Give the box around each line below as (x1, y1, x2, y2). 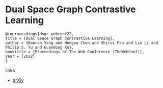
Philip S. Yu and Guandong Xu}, (5, 45, 74, 50)
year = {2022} (5, 54, 36, 59)
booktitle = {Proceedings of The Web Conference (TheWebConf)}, (5, 49, 145, 54)
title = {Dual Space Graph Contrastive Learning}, (5, 36, 115, 41)
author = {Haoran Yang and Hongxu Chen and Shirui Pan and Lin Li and (5, 40, 158, 46)
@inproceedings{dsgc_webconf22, (5, 31, 74, 36)
